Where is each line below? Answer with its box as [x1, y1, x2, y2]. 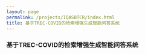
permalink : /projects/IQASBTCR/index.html [6, 14, 115, 20]
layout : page [6, 8, 39, 15]
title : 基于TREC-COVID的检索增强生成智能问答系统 [6, 20, 120, 26]
